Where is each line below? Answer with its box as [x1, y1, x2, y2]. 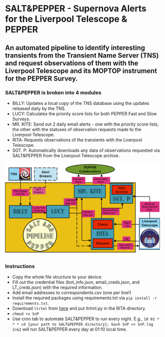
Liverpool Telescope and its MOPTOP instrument [5, 67, 157, 75]
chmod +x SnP [12, 311, 39, 317]
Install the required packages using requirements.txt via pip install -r [12, 295, 157, 301]
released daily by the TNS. [12, 105, 66, 111]
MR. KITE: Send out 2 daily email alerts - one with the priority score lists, [12, 121, 159, 127]
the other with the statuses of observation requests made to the [12, 126, 141, 132]
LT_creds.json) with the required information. [12, 284, 103, 291]
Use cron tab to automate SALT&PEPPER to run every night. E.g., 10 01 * [12, 316, 160, 322]
